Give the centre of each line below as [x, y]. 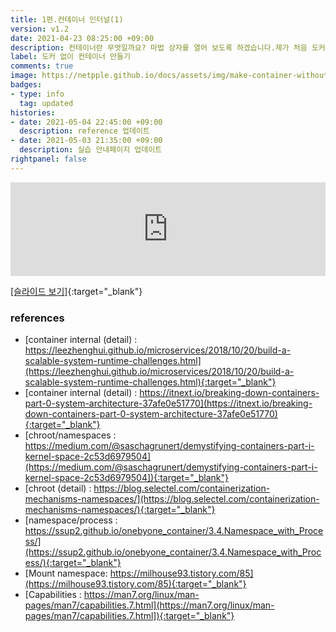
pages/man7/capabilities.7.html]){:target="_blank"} [129, 616]
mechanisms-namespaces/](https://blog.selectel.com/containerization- [172, 499]
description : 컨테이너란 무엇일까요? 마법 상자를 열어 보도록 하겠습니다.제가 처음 [159, 47]
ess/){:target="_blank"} [73, 563]
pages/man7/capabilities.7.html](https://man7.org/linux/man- [149, 605]
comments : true [42, 66]
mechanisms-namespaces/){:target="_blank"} [120, 510]
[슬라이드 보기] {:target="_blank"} [76, 291]
